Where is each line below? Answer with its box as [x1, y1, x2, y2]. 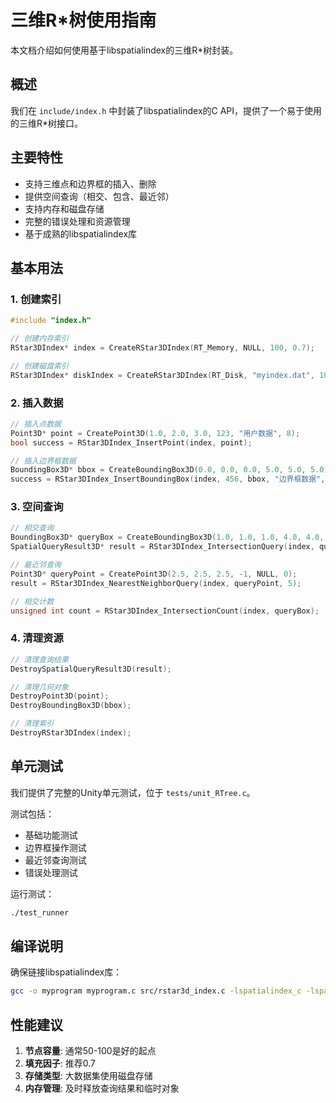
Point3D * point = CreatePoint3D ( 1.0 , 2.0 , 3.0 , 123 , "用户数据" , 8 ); [10, 428, 301, 438]
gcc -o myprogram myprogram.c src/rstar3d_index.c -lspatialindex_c [10, 986, 302, 996]
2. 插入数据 [10, 396, 64, 410]
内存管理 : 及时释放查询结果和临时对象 [24, 1082, 180, 1095]
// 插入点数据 [10, 419, 62, 429]
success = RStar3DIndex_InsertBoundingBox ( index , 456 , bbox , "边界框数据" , [10, 474, 326, 485]
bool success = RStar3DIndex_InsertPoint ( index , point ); [10, 437, 253, 448]
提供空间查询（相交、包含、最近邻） [24, 190, 175, 202]
